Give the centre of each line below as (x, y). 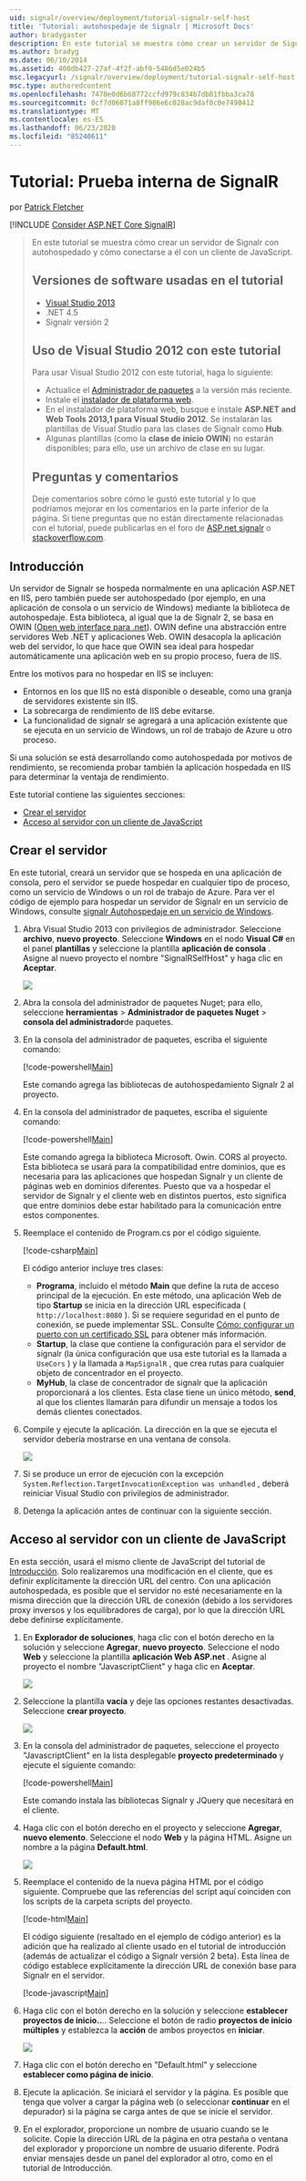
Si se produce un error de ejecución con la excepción (123, 1473)
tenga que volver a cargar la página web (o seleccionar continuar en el (156, 2102)
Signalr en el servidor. (64, 1975)
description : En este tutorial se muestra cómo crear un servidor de (144, 43)
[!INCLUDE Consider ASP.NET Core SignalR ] (92, 224)
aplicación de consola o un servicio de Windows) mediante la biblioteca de (150, 608)
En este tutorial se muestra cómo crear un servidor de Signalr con (155, 242)
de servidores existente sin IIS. (80, 701)
